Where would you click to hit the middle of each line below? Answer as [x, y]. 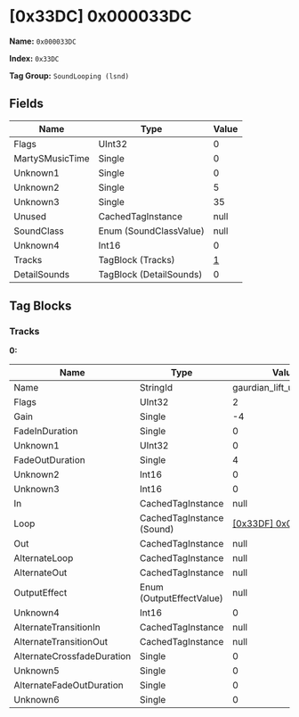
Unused [30, 216]
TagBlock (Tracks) [137, 260]
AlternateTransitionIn [57, 628]
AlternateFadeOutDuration [69, 686]
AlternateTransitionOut [61, 642]
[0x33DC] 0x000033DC [101, 16]
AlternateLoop [44, 558]
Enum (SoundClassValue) [151, 231]
